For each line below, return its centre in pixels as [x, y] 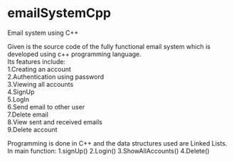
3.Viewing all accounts [41, 84]
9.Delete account [33, 129]
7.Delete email [28, 114]
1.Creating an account [39, 69]
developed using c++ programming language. [75, 54]
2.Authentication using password [56, 77]
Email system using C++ [43, 33]
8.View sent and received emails [55, 121]
